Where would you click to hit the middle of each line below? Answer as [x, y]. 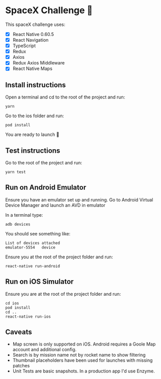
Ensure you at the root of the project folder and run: [59, 257]
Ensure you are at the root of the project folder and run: [63, 294]
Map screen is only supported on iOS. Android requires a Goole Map [84, 344]
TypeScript [24, 46]
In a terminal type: [24, 215]
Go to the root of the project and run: [44, 163]
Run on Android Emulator [46, 187]
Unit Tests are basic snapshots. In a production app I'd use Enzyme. [84, 371]
